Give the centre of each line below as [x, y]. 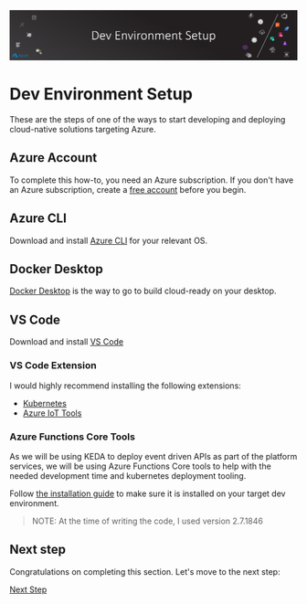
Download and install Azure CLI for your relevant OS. [109, 240]
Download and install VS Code [67, 342]
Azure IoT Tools [52, 413]
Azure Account [53, 158]
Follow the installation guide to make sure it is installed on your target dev [148, 493]
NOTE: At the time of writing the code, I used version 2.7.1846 [147, 521]
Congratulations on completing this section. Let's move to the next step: [145, 571]
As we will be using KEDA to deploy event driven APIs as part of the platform [153, 456]
